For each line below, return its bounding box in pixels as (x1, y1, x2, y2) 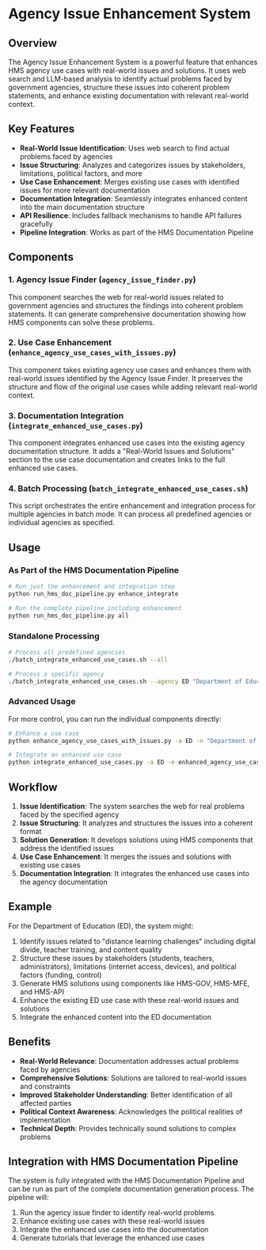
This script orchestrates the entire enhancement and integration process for (8, 501, 256, 511)
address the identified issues (19, 843, 115, 852)
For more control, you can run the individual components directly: (8, 714, 222, 723)
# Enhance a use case (8, 730, 80, 737)
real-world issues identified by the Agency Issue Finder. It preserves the (8, 373, 244, 383)
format (19, 826, 42, 836)
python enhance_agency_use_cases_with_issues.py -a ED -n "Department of (8, 737, 257, 745)
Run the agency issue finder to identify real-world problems (19, 1208, 215, 1218)
